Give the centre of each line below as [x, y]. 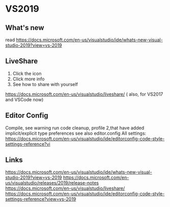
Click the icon [27, 73]
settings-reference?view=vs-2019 [41, 199]
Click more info [29, 79]
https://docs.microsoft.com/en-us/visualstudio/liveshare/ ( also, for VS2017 [84, 94]
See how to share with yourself [45, 84]
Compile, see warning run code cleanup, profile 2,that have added [75, 128]
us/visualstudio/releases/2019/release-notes [52, 183]
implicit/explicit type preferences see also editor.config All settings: [76, 133]
